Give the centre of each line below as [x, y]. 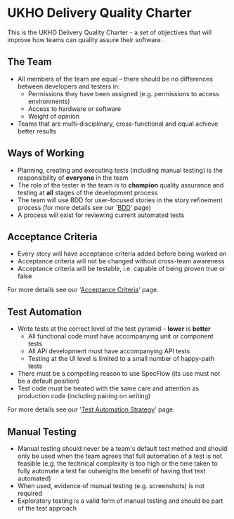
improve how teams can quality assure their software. [85, 39]
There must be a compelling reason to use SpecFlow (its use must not [119, 374]
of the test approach [47, 508]
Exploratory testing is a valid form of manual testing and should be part [120, 501]
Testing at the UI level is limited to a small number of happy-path [121, 359]
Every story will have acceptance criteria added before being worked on [122, 254]
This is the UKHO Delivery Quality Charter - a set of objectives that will [110, 32]
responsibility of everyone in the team [73, 178]
